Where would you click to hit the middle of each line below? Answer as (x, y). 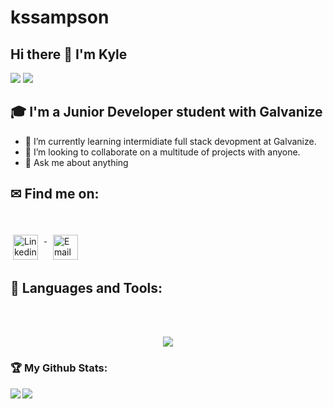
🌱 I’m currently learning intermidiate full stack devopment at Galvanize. (170, 141)
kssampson (60, 17)
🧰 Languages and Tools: (86, 288)
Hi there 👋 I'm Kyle (69, 54)
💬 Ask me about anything (76, 162)
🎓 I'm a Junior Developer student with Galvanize (166, 112)
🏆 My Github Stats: (59, 368)
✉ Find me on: (55, 194)
